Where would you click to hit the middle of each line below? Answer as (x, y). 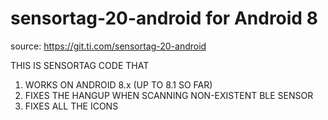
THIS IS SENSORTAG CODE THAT (80, 65)
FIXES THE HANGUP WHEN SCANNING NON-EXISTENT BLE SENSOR (169, 95)
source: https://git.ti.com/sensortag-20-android (108, 46)
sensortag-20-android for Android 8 (164, 18)
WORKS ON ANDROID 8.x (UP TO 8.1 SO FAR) (118, 84)
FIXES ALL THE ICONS (71, 106)
